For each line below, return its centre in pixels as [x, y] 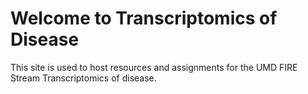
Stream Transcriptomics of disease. [83, 78]
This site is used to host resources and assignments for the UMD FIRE [154, 67]
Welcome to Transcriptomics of [144, 18]
